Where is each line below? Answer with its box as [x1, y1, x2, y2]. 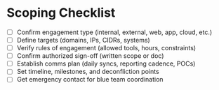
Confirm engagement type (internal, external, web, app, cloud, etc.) [16, 28, 213, 36]
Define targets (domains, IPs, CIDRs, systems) [16, 36, 150, 44]
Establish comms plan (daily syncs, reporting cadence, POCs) [16, 59, 196, 68]
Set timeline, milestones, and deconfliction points [16, 68, 159, 76]
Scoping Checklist [6, 5, 116, 21]
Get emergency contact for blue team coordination [16, 75, 164, 84]
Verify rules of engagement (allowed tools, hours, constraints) [16, 44, 197, 52]
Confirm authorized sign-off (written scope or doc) [16, 52, 164, 60]
